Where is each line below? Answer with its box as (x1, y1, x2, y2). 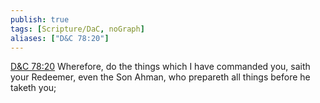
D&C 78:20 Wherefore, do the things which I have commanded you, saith (10, 61, 311, 73)
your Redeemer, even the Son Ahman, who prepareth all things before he (10, 71, 311, 83)
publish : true (10, 14, 70, 25)
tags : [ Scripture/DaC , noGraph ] (10, 24, 145, 34)
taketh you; (10, 82, 57, 94)
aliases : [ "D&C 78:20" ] (10, 33, 110, 43)
